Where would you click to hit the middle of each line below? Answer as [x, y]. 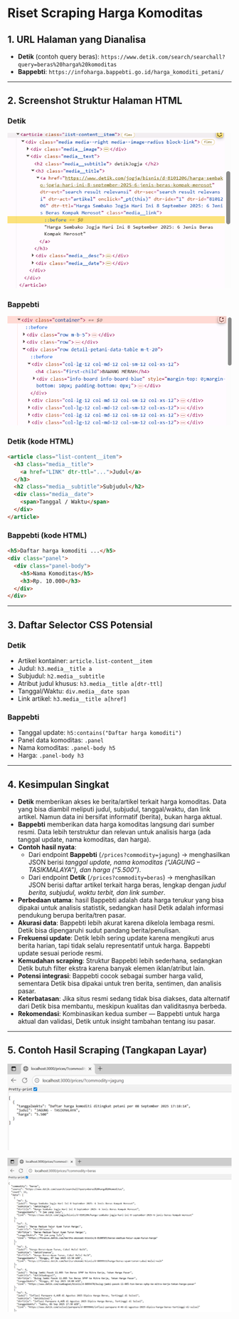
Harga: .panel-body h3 [51, 755]
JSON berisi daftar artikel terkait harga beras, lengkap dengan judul [127, 885]
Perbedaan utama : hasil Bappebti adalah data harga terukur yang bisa [121, 900]
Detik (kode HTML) [41, 441]
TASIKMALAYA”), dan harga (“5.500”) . [85, 870]
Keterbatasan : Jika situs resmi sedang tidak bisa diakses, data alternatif [124, 999]
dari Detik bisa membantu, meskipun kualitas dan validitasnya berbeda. [122, 1006]
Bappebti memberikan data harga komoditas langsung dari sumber [116, 824]
